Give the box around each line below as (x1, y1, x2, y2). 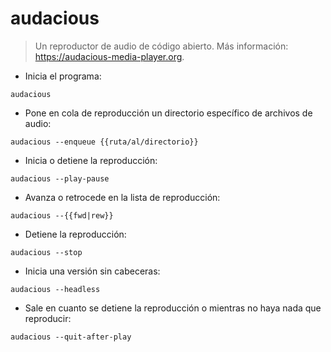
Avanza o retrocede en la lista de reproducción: (24, 191, 221, 203)
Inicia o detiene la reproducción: (24, 154, 158, 166)
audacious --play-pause (10, 173, 110, 184)
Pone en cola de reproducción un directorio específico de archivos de (24, 107, 313, 119)
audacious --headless (10, 284, 101, 294)
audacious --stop (10, 247, 83, 257)
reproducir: (24, 312, 72, 324)
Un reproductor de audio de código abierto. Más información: (34, 40, 289, 52)
